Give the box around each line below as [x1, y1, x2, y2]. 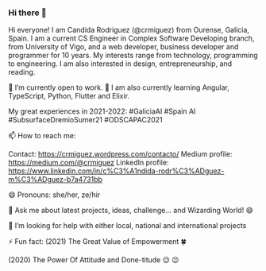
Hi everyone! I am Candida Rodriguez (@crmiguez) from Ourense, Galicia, [8, 25, 250, 35]
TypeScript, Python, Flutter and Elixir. [8, 91, 129, 101]
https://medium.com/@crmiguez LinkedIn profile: [8, 158, 169, 168]
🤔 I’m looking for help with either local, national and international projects [8, 221, 247, 230]
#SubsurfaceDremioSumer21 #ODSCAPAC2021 [8, 115, 163, 125]
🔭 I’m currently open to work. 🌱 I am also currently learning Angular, [8, 83, 230, 92]
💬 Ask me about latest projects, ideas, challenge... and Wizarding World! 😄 [8, 206, 254, 215]
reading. [8, 68, 36, 77]
